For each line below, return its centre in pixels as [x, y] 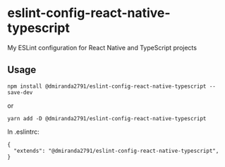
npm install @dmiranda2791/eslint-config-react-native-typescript [107, 86]
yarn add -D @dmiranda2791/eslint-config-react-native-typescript [107, 118]
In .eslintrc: [24, 132]
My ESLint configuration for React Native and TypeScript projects [102, 47]
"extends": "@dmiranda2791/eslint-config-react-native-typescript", [116, 151]
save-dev [20, 92]
